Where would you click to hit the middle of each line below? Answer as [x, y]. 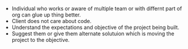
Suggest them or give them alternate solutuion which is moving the [93, 34]
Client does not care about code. [52, 21]
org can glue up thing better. [46, 15]
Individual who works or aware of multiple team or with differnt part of [97, 9]
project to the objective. [40, 40]
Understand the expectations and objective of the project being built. [95, 27]
